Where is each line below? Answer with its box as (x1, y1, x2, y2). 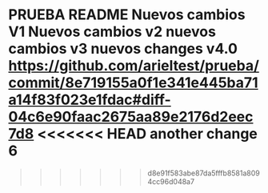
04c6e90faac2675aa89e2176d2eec (8, 108, 254, 126)
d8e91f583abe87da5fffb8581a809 (147, 168, 260, 178)
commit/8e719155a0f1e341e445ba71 (8, 74, 258, 92)
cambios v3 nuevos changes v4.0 (8, 40, 238, 58)
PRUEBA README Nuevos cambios (8, 6, 246, 24)
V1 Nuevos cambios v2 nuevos (8, 22, 216, 41)
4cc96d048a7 (147, 176, 194, 186)
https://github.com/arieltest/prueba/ (8, 57, 260, 75)
